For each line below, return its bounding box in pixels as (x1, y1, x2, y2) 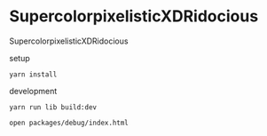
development (9, 85, 58, 96)
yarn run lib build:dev (9, 102, 98, 112)
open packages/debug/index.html (9, 118, 129, 127)
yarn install (9, 69, 58, 79)
